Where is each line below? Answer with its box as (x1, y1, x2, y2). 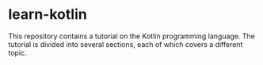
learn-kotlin (8, 5, 87, 23)
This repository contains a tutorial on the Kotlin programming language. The (8, 31, 256, 41)
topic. (8, 48, 27, 57)
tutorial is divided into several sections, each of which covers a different (8, 39, 243, 49)
